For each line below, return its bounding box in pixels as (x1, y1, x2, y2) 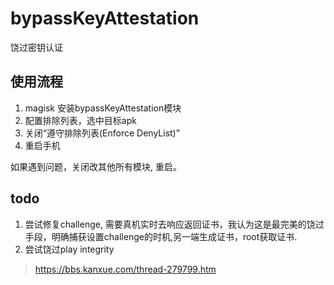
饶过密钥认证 (10, 41, 63, 53)
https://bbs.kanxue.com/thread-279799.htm (34, 263, 217, 275)
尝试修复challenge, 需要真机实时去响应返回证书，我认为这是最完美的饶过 (24, 218, 325, 230)
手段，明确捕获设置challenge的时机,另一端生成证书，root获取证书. (24, 230, 298, 242)
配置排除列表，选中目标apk (24, 114, 137, 126)
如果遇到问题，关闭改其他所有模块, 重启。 (10, 160, 182, 172)
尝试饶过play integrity (24, 243, 115, 255)
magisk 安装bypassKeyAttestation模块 (24, 102, 182, 114)
